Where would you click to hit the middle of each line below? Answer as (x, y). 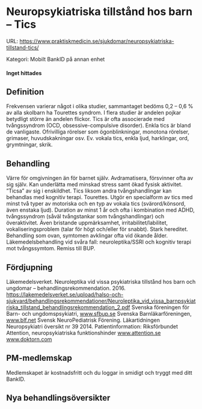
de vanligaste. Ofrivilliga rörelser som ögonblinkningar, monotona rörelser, (98, 132)
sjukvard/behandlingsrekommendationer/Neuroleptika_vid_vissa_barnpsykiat (101, 301)
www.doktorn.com (29, 339)
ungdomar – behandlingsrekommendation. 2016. (66, 288)
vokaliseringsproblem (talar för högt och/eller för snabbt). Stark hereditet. (97, 229)
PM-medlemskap (39, 358)
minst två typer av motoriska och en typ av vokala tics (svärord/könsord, (96, 204)
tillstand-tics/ (23, 48)
